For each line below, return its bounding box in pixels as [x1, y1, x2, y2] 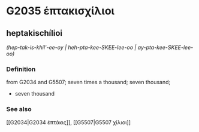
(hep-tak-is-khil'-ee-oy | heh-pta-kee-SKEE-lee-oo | [6, 44, 137, 51]
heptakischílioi [6, 28, 63, 38]
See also [6, 105, 32, 113]
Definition [6, 65, 36, 73]
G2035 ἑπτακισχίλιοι [6, 4, 115, 18]
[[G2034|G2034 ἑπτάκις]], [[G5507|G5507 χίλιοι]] [6, 118, 131, 126]
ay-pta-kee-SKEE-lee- [137, 44, 194, 51]
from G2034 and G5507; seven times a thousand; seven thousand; [6, 79, 171, 86]
